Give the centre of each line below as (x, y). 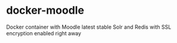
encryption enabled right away (44, 33)
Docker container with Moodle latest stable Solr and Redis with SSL (89, 27)
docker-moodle (45, 10)
